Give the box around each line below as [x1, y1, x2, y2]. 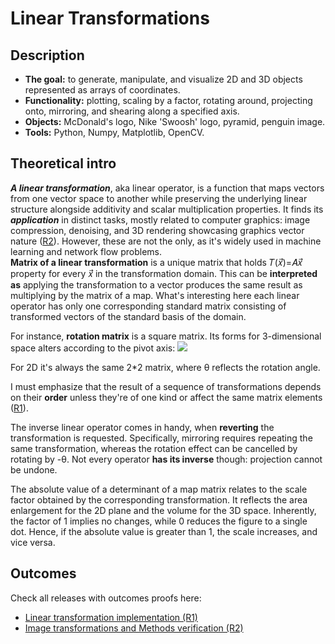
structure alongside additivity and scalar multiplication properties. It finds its [10, 203, 324, 215]
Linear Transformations [10, 7, 210, 30]
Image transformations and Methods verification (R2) [24, 622, 244, 634]
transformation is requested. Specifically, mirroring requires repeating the [10, 432, 313, 444]
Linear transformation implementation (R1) [24, 611, 198, 623]
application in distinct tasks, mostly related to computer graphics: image [10, 213, 311, 226]
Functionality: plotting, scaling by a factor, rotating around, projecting [24, 95, 313, 106]
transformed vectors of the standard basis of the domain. [10, 310, 247, 322]
